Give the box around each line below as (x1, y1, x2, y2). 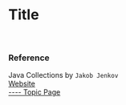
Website (8, 79, 36, 89)
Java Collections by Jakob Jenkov (8, 71, 119, 80)
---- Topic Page (8, 87, 61, 97)
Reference (8, 52, 50, 63)
